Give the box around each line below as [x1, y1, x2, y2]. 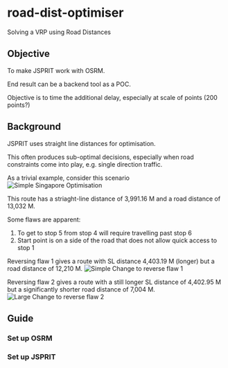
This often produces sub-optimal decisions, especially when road [7, 153, 194, 161]
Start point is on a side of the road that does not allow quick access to [17, 236, 217, 244]
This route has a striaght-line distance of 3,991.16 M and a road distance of [7, 194, 220, 203]
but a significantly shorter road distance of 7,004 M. [7, 285, 156, 293]
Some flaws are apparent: [7, 215, 81, 224]
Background [7, 121, 61, 133]
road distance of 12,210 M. [7, 264, 83, 272]
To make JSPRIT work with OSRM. [7, 66, 105, 74]
